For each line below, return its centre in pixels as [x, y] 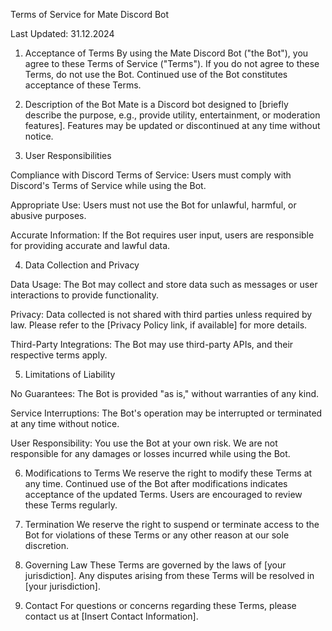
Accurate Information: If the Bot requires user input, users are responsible [162, 235]
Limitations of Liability [70, 374]
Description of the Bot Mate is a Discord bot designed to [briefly [156, 104]
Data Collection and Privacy [82, 265]
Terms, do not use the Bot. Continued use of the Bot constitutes [156, 74]
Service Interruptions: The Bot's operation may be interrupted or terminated [166, 413]
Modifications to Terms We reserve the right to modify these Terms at [168, 473]
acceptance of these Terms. [83, 85]
